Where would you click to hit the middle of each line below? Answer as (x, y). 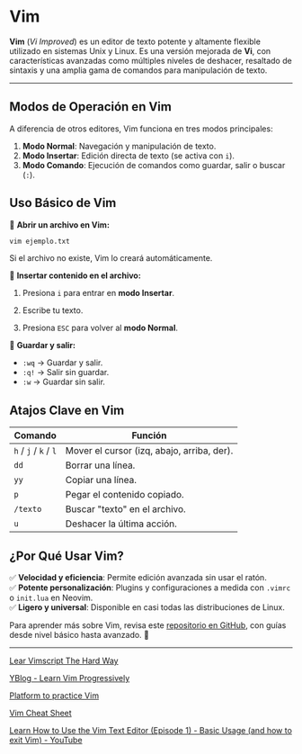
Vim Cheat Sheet (40, 714)
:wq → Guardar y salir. (62, 363)
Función (150, 435)
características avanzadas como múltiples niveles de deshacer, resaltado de (151, 60)
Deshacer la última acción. (121, 524)
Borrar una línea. (100, 465)
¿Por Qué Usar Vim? (67, 556)
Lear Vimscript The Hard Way (64, 661)
